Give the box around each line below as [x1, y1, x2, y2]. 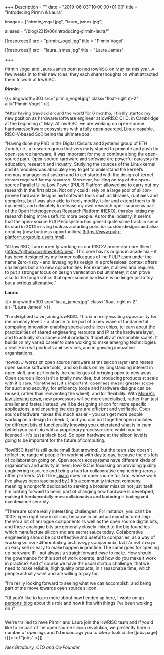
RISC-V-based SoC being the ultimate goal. [5, 131, 92, 136]
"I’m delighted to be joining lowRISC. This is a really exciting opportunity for [5, 314, 157, 319]
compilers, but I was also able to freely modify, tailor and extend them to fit [5, 198, 156, 203]
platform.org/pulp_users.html [5, 234, 63, 240]
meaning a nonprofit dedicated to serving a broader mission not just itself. [5, 483, 154, 489]
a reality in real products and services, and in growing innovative [5, 345, 135, 350]
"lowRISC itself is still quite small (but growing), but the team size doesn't [5, 447, 152, 452]
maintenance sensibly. [5, 499, 50, 504]
